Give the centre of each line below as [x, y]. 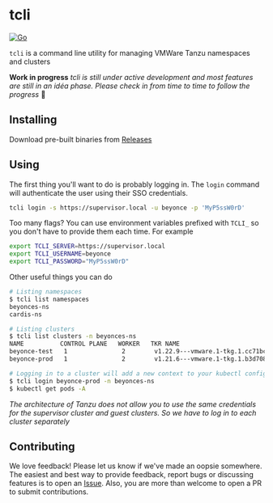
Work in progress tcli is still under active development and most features [131, 77]
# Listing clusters [42, 329]
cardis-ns [26, 314]
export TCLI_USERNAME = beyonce [60, 254]
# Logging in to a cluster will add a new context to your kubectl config [138, 374]
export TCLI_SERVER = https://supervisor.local [87, 247]
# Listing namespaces [46, 292]
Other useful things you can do [61, 277]
